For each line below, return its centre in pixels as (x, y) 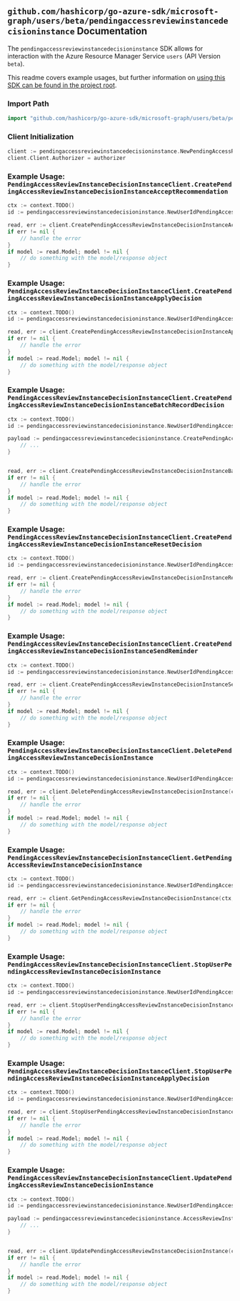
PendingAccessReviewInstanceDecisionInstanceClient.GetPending (120, 858)
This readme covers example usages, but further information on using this (116, 77)
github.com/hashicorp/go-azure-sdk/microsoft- (113, 12)
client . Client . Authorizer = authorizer (67, 158)
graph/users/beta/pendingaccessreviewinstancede (118, 21)
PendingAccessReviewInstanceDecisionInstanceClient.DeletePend (120, 751)
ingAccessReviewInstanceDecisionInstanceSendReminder (103, 651)
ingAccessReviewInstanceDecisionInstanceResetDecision (105, 544)
